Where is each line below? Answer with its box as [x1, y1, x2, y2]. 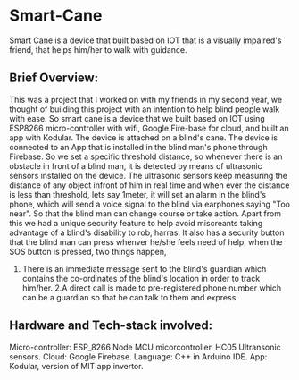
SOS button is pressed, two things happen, [9, 246, 167, 257]
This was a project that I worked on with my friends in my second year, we [9, 94, 283, 105]
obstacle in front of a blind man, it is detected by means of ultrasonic [9, 160, 262, 171]
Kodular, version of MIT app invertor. [9, 360, 144, 371]
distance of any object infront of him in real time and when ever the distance [9, 180, 290, 190]
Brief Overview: [9, 71, 99, 86]
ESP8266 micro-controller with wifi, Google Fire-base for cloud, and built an [9, 122, 289, 133]
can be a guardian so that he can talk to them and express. [21, 291, 239, 302]
